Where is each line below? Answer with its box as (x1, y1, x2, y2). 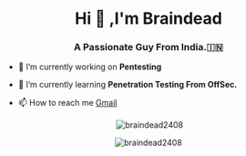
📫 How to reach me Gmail (17, 98, 118, 109)
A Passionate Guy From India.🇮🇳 (74, 41, 223, 54)
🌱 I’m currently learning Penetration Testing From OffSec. (17, 79, 238, 90)
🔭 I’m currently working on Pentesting (17, 61, 162, 72)
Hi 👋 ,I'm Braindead (74, 8, 223, 29)
